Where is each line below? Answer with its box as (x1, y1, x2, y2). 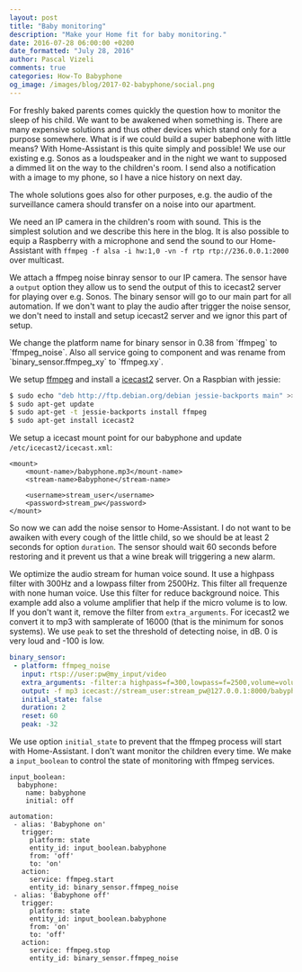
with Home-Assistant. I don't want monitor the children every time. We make (9, 746, 292, 756)
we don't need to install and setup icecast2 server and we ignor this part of (9, 310, 288, 320)
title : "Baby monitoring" (9, 22, 106, 31)
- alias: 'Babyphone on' (13, 820, 106, 829)
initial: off (25, 796, 75, 805)
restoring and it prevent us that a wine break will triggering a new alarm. (9, 551, 276, 562)
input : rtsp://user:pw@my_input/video (21, 670, 167, 679)
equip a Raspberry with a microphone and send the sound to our (9, 235, 249, 246)
